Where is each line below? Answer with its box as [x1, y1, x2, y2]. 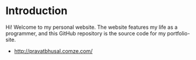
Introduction [5, 4, 68, 18]
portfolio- [166, 29, 190, 36]
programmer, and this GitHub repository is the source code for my [5, 29, 166, 36]
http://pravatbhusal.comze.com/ [14, 47, 93, 54]
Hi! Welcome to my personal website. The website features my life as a [5, 24, 178, 31]
